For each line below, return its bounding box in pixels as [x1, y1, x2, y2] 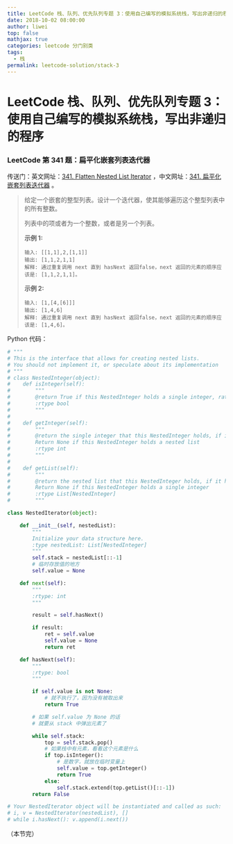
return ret [44, 643, 76, 650]
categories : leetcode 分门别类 [7, 42, 94, 49]
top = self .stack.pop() [44, 739, 113, 746]
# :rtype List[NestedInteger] [7, 490, 116, 497]
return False [32, 791, 70, 797]
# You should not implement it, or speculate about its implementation [7, 361, 218, 368]
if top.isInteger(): [44, 752, 104, 759]
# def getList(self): [7, 465, 79, 472]
